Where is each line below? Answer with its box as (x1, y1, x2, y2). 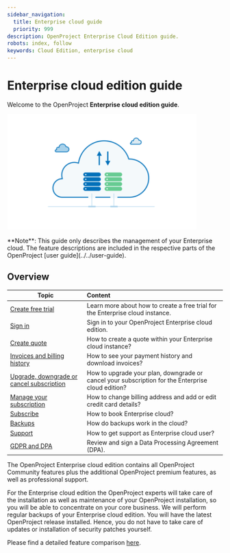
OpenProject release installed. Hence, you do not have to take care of (7, 518, 203, 526)
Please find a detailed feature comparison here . (7, 539, 142, 547)
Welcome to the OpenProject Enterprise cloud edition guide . (7, 100, 180, 109)
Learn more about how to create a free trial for (86, 301, 217, 309)
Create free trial (10, 305, 55, 313)
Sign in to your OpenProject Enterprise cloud (86, 318, 212, 326)
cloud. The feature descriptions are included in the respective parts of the (7, 244, 216, 252)
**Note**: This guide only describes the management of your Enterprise (7, 236, 213, 245)
